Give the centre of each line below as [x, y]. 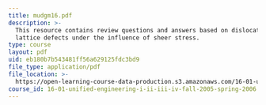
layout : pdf [28, 52]
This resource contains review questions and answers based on [122, 30]
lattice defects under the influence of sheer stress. [108, 37]
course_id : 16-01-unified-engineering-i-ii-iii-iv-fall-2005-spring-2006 [133, 89]
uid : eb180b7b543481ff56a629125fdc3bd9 [74, 60]
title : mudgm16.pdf [40, 15]
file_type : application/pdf [55, 67]
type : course [30, 45]
